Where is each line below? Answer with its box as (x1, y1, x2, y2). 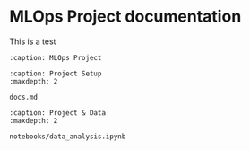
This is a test (9, 36, 56, 47)
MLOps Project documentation (9, 6, 242, 27)
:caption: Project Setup (9, 69, 102, 78)
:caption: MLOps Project (9, 53, 102, 62)
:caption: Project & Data (9, 108, 106, 118)
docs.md (9, 93, 39, 101)
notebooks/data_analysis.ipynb (9, 132, 126, 141)
